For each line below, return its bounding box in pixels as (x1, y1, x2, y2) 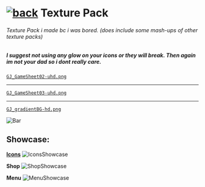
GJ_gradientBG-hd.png (6, 106, 62, 112)
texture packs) (6, 33, 43, 40)
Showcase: (6, 134, 50, 145)
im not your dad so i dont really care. (6, 58, 102, 66)
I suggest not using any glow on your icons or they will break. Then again (6, 52, 196, 59)
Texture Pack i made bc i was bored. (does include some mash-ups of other (6, 26, 198, 33)
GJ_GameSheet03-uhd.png (6, 90, 67, 96)
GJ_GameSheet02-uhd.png (6, 73, 67, 80)
